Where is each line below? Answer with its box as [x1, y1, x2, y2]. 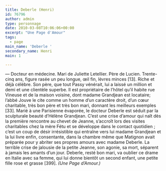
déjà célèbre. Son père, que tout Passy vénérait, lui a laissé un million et [5, 82, 153, 87]
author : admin [5, 16, 35, 21]
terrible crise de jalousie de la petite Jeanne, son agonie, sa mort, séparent [5, 144, 159, 151]
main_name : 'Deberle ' [5, 44, 52, 49]
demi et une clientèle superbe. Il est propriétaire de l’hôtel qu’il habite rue [5, 87, 155, 93]
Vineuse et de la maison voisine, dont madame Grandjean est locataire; [5, 92, 151, 98]
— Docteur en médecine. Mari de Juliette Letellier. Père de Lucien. [5, 71, 141, 77]
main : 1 [5, 53, 21, 58]
